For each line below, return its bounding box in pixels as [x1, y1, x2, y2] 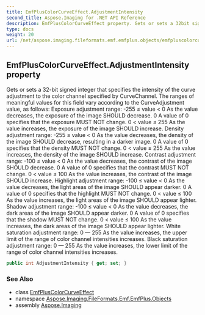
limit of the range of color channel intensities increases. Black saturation [6, 235, 188, 242]
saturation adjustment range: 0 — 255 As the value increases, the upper [6, 229, 187, 236]
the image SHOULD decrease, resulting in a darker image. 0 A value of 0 [6, 138, 189, 145]
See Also [6, 275, 34, 283]
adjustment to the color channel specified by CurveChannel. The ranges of [6, 92, 195, 100]
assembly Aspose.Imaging [15, 301, 82, 309]
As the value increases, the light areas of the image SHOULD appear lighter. [6, 196, 197, 204]
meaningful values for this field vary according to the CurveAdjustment [6, 98, 185, 106]
